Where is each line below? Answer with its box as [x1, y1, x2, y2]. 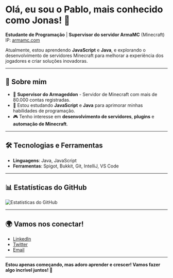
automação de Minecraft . [12, 121, 68, 127]
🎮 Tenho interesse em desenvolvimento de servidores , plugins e [12, 113, 154, 119]
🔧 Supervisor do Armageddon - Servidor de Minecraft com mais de [12, 91, 158, 97]
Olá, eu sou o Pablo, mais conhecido [5, 4, 163, 15]
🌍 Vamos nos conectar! [5, 219, 84, 228]
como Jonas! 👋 [5, 14, 71, 26]
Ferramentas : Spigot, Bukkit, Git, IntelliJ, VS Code [12, 163, 119, 169]
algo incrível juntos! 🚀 [5, 267, 53, 273]
